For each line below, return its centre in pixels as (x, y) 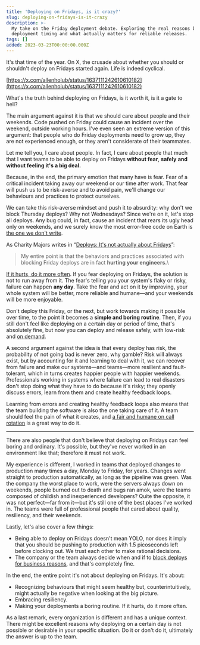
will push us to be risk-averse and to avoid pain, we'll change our (86, 189)
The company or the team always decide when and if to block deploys (101, 557)
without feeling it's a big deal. (44, 165)
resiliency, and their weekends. (44, 515)
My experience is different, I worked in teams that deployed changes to (93, 464)
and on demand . (26, 336)
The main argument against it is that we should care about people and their (98, 116)
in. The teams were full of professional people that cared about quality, (93, 509)
